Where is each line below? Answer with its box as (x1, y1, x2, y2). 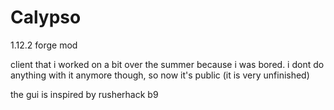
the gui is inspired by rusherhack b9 (10, 88, 159, 100)
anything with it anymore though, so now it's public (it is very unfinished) (10, 69, 310, 81)
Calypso (10, 6, 82, 29)
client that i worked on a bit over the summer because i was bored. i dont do (10, 58, 325, 70)
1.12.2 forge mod (10, 39, 78, 51)
